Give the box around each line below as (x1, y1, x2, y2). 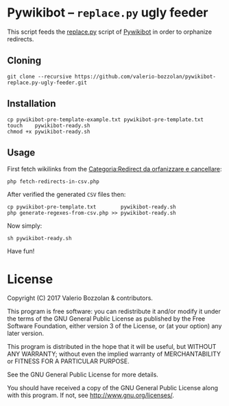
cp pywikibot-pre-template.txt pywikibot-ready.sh (7, 204, 176, 211)
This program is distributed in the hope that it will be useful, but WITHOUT (7, 343, 217, 351)
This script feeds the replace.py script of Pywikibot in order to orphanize (7, 28, 213, 36)
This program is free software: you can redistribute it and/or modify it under (7, 308, 221, 316)
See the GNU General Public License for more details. (7, 370, 159, 379)
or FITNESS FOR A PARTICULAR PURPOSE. (7, 357, 130, 365)
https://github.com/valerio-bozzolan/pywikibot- (74, 73, 216, 80)
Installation (7, 98, 56, 109)
